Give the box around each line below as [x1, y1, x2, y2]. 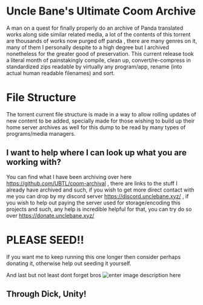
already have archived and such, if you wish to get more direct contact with [6, 186, 195, 193]
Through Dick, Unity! [6, 289, 87, 300]
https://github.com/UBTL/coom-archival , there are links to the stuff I [6, 179, 178, 187]
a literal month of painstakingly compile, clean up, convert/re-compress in [6, 56, 191, 64]
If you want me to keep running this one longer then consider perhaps [6, 253, 181, 260]
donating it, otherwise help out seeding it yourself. [6, 260, 131, 267]
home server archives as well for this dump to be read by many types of [6, 123, 186, 131]
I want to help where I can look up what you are [6, 147, 187, 158]
